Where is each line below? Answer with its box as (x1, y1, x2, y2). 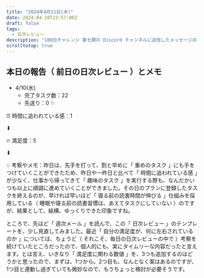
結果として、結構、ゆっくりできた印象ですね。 (16, 207, 134, 214)
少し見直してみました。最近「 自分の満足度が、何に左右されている (27, 227, 194, 234)
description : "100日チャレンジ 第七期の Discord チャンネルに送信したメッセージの (6, 37, 197, 43)
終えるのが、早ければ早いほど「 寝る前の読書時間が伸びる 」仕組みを (16, 192, 190, 199)
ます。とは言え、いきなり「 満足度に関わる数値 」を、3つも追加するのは (6, 250, 188, 257)
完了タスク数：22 (24, 92, 69, 99)
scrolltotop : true (6, 43, 53, 49)
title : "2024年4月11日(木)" (6, 8, 74, 15)
